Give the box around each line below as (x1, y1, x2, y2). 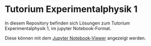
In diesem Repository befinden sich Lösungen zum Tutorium (5, 20, 130, 26)
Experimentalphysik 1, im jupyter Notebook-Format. (5, 25, 112, 31)
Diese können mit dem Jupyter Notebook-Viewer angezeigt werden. (5, 35, 146, 41)
